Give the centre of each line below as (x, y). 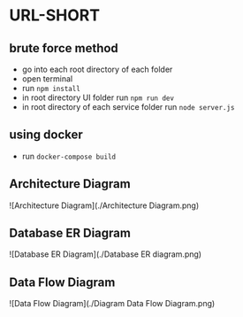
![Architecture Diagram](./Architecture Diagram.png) (104, 205)
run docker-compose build (69, 156)
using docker (46, 135)
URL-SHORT (54, 15)
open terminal (47, 79)
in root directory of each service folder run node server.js (128, 107)
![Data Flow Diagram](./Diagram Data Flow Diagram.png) (112, 304)
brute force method (64, 48)
